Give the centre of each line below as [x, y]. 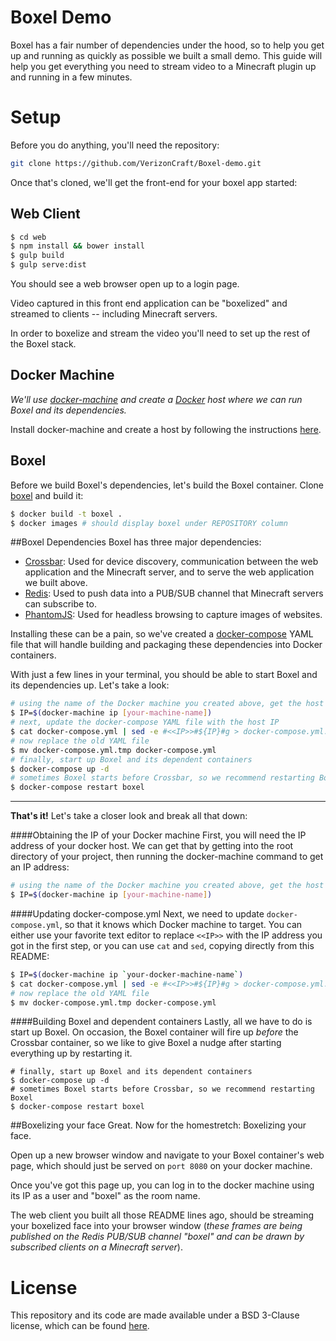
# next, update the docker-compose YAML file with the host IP [145, 722]
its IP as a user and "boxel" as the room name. [105, 1196]
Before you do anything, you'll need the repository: [115, 145]
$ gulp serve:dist [48, 265]
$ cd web [28, 237]
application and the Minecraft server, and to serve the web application [169, 572]
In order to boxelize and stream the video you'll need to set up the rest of [160, 333]
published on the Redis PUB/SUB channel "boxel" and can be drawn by [157, 1237]
